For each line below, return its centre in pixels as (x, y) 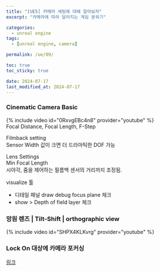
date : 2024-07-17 (27, 81)
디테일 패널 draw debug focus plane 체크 (63, 195)
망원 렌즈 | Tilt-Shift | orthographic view (63, 219)
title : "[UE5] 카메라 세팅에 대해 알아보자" (54, 11)
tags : (13, 39)
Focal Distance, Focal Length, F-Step (51, 126)
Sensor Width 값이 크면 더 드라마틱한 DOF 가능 (61, 145)
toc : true (18, 65)
